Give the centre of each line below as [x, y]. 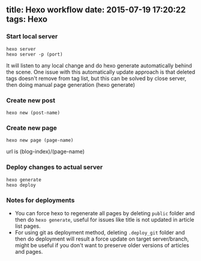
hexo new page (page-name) [40, 140]
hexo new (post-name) [33, 113]
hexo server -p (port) [34, 54]
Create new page [31, 128]
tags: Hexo [27, 20]
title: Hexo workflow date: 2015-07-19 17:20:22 [96, 10]
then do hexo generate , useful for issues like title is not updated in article [104, 219]
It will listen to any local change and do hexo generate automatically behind [99, 65]
